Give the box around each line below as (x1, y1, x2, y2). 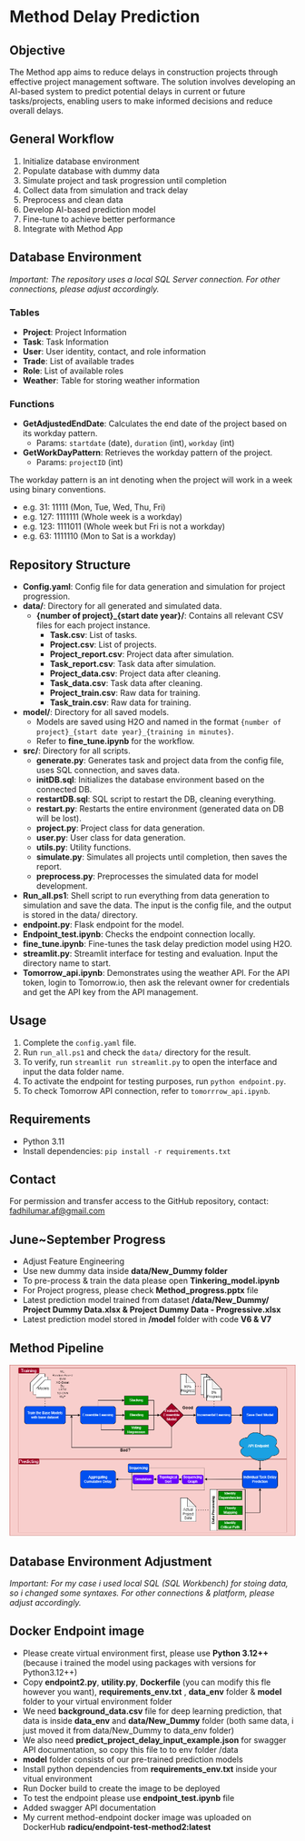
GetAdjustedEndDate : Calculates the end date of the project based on (22, 418, 288, 429)
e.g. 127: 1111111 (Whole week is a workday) (22, 512, 183, 522)
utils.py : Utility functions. (35, 842, 132, 853)
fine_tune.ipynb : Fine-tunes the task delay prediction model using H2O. (22, 939, 293, 950)
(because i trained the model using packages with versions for (22, 1657, 257, 1668)
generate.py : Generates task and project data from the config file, (35, 755, 284, 766)
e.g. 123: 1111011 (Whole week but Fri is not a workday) (22, 521, 225, 532)
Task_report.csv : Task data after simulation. (49, 659, 216, 670)
